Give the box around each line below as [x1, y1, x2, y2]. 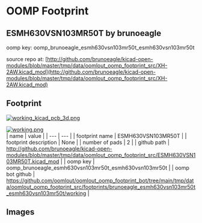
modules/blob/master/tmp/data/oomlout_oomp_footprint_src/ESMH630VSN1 [6, 151, 196, 158]
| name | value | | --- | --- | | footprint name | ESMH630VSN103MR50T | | [6, 132, 187, 139]
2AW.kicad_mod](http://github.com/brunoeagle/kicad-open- [6, 68, 156, 76]
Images [6, 207, 35, 217]
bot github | [6, 170, 35, 177]
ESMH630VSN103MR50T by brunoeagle [6, 28, 162, 38]
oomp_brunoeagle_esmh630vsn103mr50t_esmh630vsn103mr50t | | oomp [6, 164, 189, 171]
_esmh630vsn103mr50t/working [6, 189, 87, 197]
